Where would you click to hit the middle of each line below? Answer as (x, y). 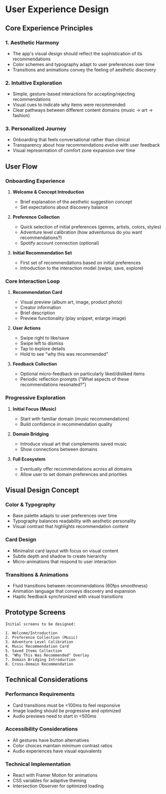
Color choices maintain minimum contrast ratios (63, 745)
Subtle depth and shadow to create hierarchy (60, 556)
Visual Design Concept (42, 490)
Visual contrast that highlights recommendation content (70, 526)
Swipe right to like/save (45, 338)
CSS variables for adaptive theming (50, 781)
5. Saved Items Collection (34, 651)
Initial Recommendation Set (42, 253)
